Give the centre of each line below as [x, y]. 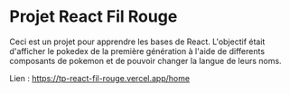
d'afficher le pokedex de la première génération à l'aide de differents [137, 51]
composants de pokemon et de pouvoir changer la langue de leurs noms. [145, 60]
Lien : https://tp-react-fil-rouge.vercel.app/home [100, 78]
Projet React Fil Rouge [94, 17]
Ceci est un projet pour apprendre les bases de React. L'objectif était [137, 42]
